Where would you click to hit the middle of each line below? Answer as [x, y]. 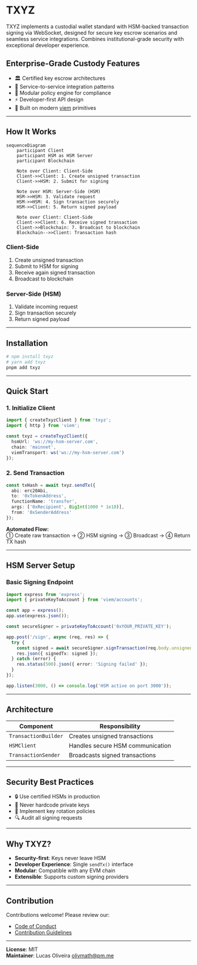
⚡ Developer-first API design [49, 99]
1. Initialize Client [31, 408]
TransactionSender [35, 755]
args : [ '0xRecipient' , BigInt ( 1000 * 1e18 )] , [68, 507]
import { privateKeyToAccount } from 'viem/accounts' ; [74, 600]
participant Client [40, 150]
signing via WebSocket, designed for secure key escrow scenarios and [92, 32]
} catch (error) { [34, 659]
